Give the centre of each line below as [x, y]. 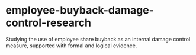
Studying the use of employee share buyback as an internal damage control [98, 39]
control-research [48, 23]
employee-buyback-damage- [80, 10]
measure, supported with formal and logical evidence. [71, 46]
